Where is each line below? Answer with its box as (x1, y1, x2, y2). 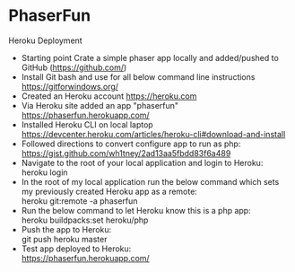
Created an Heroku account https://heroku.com (21, 91, 197, 101)
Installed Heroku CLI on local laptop (21, 118, 153, 130)
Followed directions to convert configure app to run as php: (21, 138, 241, 149)
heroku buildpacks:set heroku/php (21, 215, 149, 225)
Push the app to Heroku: (21, 224, 112, 234)
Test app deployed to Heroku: (21, 243, 132, 254)
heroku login (21, 167, 68, 178)
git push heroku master (21, 233, 108, 244)
